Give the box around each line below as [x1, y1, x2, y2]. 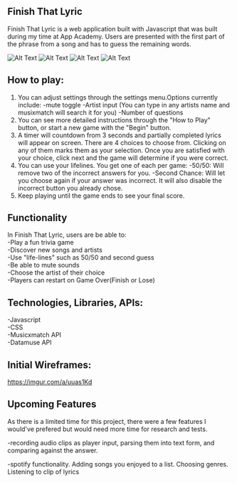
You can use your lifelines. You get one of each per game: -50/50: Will [17, 161, 224, 169]
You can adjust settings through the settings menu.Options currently [17, 92, 218, 102]
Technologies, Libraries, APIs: [7, 297, 144, 309]
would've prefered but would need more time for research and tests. [7, 425, 208, 433]
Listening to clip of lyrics [7, 467, 80, 476]
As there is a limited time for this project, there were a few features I [7, 417, 206, 425]
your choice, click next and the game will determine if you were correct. [17, 153, 229, 162]
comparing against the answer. [7, 446, 98, 455]
